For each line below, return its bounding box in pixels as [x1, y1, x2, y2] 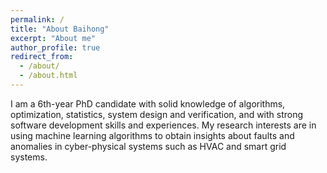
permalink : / [10, 14, 65, 25]
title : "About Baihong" [10, 24, 110, 34]
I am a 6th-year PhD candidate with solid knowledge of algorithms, [10, 97, 286, 110]
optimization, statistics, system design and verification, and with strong [10, 108, 304, 120]
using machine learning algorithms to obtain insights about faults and [10, 129, 295, 141]
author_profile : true [10, 42, 101, 53]
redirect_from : [10, 52, 74, 62]
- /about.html [19, 71, 78, 81]
